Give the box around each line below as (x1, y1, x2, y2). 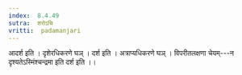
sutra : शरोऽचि (8, 19, 54, 27)
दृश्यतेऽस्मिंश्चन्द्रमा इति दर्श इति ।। (8, 57, 97, 67)
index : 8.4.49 (8, 11, 60, 20)
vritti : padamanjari (8, 26, 81, 34)
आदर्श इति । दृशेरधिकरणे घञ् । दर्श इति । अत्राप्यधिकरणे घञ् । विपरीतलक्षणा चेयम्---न (8, 49, 234, 58)
